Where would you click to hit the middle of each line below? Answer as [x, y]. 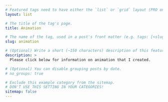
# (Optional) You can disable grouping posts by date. [63, 69]
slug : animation [22, 42]
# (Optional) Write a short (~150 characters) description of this [77, 51]
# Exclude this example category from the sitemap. [60, 83]
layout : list [19, 14]
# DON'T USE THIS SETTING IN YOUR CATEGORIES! [54, 87]
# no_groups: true [24, 73]
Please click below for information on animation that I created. [80, 60]
